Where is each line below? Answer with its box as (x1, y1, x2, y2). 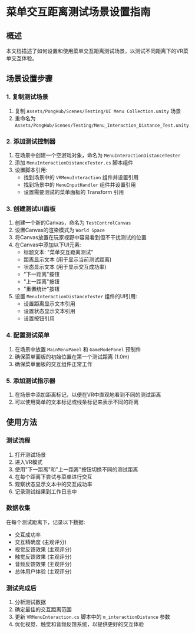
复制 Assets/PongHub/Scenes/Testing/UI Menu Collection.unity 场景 (14, 107, 181, 114)
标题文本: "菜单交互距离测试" (23, 249, 94, 256)
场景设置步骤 (6, 74, 53, 84)
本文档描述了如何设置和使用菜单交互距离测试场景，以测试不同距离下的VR (6, 48, 184, 54)
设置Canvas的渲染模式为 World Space (14, 226, 105, 233)
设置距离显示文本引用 (23, 300, 75, 307)
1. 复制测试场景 (6, 93, 49, 101)
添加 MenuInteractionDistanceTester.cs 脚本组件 (14, 159, 134, 166)
